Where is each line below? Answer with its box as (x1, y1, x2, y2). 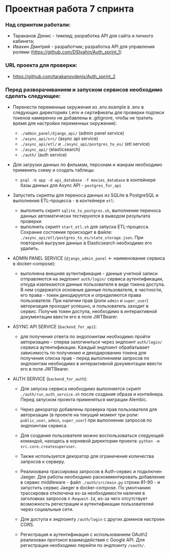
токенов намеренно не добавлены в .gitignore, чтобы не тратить (12, 115, 153, 121)
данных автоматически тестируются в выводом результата (20, 213, 150, 219)
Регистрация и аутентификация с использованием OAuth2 (20, 532, 148, 538)
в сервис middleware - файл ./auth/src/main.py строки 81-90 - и (20, 479, 160, 485)
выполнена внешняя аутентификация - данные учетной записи (20, 270, 158, 276)
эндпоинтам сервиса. (20, 423, 68, 429)
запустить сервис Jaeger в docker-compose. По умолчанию (20, 485, 151, 491)
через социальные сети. (20, 506, 74, 512)
